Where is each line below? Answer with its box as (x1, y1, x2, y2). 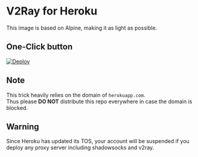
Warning (6, 121, 39, 132)
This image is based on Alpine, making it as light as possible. (6, 24, 158, 31)
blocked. (6, 104, 28, 111)
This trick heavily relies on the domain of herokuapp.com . (6, 91, 146, 98)
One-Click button (6, 42, 73, 52)
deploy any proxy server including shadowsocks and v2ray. (6, 144, 155, 152)
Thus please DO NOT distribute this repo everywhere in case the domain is (6, 98, 193, 105)
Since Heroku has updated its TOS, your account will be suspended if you (6, 138, 190, 145)
